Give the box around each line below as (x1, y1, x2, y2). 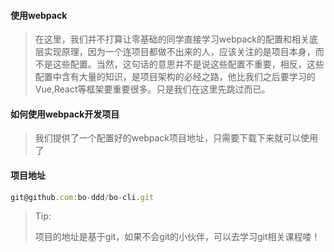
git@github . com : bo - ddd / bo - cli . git (10, 192, 155, 202)
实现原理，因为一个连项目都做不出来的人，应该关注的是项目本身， (43, 46, 316, 58)
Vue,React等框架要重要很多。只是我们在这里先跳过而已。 (34, 83, 271, 95)
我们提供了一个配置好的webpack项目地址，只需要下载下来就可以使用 (34, 132, 318, 144)
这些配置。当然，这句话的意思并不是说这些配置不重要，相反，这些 (52, 58, 325, 70)
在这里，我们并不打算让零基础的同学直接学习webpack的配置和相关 (34, 33, 310, 45)
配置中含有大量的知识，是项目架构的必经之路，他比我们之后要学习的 (34, 71, 316, 83)
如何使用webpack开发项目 (10, 108, 120, 120)
